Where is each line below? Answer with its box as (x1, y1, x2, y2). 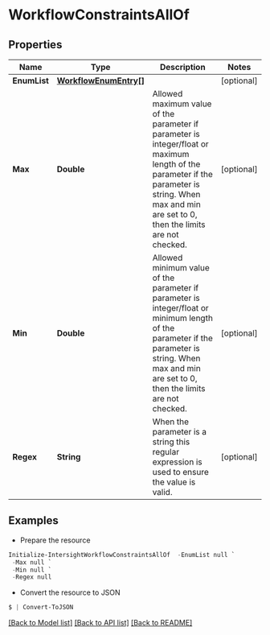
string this (152, 436, 190, 447)
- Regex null (11, 573, 52, 581)
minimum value (152, 262, 211, 273)
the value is (152, 476, 196, 488)
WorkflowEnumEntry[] (56, 75, 145, 86)
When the (152, 416, 190, 427)
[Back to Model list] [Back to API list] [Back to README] (8, 618, 193, 628)
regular (152, 447, 179, 457)
